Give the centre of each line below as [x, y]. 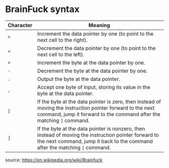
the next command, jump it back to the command [95, 141]
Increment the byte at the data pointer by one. [91, 62]
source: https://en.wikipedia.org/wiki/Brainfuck [54, 160]
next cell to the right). [62, 40]
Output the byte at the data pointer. [78, 79]
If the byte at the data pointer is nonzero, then [91, 128]
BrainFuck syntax [42, 9]
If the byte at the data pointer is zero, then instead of [99, 102]
